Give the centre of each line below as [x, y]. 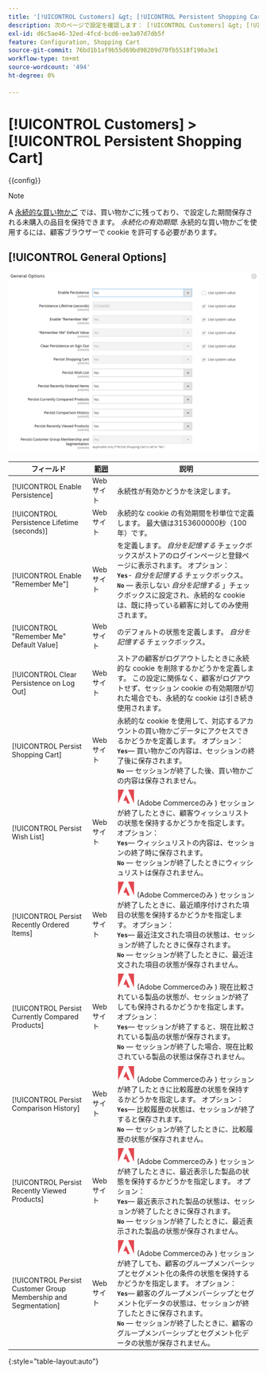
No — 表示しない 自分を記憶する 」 [173, 585]
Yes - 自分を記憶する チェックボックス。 [182, 575]
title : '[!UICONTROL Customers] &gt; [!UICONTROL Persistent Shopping [128, 17]
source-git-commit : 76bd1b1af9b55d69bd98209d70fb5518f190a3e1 [113, 51]
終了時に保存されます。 [169, 852]
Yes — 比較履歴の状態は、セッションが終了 [186, 1109]
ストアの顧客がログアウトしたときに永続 [184, 658]
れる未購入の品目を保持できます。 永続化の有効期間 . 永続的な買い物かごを [129, 222]
